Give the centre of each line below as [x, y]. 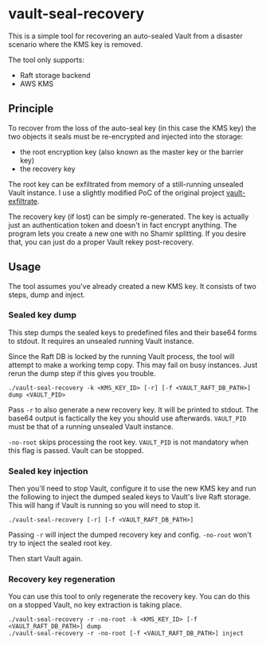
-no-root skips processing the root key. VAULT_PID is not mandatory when [128, 442]
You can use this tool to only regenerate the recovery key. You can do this [129, 596]
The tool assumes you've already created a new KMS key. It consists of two [132, 286]
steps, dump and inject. [47, 295]
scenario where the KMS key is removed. [76, 44]
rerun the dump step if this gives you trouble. [82, 373]
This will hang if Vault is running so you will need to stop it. [104, 506]
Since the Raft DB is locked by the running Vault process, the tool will [121, 356]
